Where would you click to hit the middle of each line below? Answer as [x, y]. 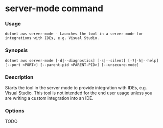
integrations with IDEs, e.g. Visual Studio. [52, 38]
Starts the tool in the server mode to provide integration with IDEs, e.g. [76, 88]
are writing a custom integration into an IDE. [49, 98]
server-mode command [54, 9]
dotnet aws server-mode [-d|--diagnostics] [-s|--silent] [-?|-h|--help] [82, 61]
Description [19, 77]
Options [15, 111]
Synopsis [16, 50]
